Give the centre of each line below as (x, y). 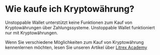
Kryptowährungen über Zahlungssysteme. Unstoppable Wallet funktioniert (80, 27)
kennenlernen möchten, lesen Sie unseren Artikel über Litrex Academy (76, 47)
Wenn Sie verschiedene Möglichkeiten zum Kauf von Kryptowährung (74, 42)
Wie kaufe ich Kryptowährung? (70, 9)
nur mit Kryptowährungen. (32, 33)
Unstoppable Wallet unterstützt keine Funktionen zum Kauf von (69, 22)
